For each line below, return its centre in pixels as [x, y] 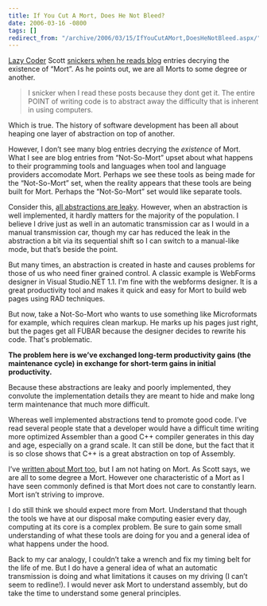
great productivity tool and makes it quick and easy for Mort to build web [128, 290]
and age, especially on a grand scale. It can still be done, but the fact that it [131, 445]
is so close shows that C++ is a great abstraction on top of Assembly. [122, 454]
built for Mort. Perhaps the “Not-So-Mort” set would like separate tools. [125, 191]
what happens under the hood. [59, 544]
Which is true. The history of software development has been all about [124, 125]
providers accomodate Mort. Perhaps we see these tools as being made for [132, 175]
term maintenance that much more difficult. [79, 404]
